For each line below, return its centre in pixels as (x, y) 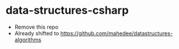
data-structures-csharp (67, 10)
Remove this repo (36, 27)
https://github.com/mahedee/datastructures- (117, 33)
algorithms (28, 39)
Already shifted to (37, 33)
